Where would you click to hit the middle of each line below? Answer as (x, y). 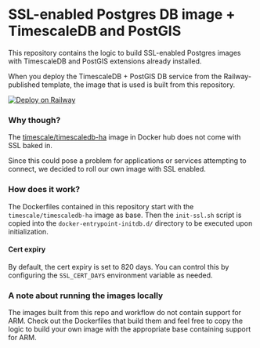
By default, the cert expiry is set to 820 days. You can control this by (119, 266)
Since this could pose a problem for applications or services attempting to (127, 161)
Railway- (238, 76)
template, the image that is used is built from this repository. (139, 85)
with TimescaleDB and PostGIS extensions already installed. (105, 61)
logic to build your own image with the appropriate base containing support (130, 329)
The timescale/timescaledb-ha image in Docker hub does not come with (125, 137)
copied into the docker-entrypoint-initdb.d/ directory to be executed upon (130, 223)
